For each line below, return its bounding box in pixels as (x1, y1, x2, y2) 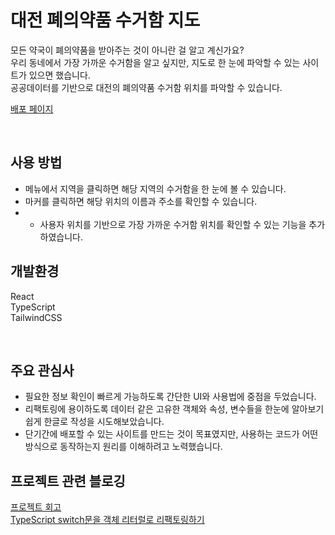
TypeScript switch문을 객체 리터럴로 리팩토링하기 (10, 514, 205, 526)
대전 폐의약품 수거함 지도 (10, 9, 201, 32)
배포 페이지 (10, 102, 54, 115)
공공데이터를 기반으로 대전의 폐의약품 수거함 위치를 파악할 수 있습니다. (10, 81, 283, 93)
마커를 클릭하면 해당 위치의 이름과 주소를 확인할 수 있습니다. (24, 195, 258, 207)
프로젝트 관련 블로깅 (10, 472, 126, 490)
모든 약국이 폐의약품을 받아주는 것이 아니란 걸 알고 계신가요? (10, 44, 245, 56)
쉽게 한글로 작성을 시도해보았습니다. (24, 416, 165, 428)
